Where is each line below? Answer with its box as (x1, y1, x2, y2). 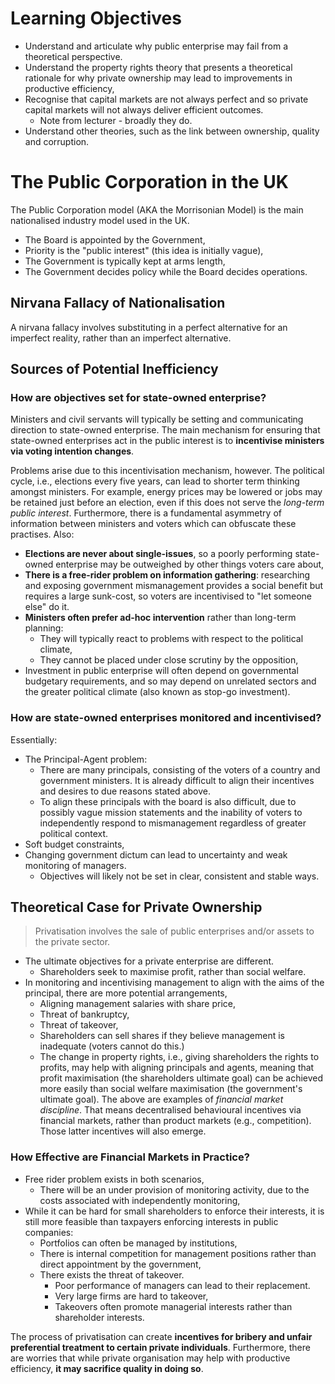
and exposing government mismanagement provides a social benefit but (24, 580, 324, 592)
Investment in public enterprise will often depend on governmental (24, 665, 299, 677)
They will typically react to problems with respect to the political (39, 633, 304, 645)
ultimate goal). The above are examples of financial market (39, 1093, 284, 1106)
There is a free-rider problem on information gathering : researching (24, 569, 311, 581)
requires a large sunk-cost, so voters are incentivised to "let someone (24, 590, 313, 602)
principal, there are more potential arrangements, (24, 987, 228, 999)
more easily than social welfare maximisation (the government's (39, 1083, 303, 1095)
